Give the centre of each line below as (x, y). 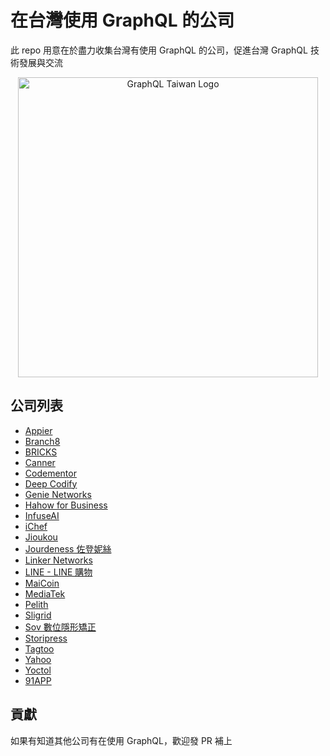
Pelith (36, 604)
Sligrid (38, 615)
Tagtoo (39, 648)
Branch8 (42, 441)
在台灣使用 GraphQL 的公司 (122, 20)
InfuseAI (42, 515)
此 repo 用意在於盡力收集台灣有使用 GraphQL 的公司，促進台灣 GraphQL (159, 50)
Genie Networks (58, 494)
